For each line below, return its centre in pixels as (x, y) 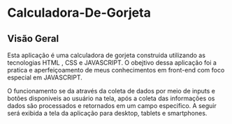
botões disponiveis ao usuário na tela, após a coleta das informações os (111, 98)
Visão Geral (33, 39)
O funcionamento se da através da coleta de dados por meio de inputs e (111, 91)
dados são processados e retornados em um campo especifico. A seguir (112, 106)
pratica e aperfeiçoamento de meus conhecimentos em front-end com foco (116, 70)
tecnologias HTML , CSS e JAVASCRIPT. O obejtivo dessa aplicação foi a (112, 63)
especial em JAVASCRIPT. (45, 77)
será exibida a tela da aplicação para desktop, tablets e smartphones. (107, 113)
